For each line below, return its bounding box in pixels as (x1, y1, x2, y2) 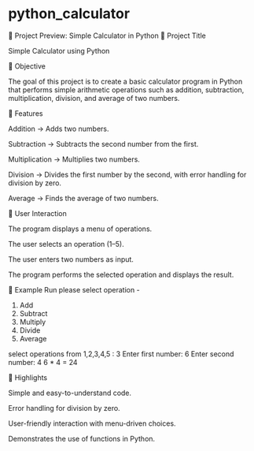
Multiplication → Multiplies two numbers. (8, 155, 140, 164)
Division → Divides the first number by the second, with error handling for (8, 170, 247, 179)
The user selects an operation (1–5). (8, 239, 124, 248)
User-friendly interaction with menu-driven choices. (8, 419, 176, 428)
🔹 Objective (8, 61, 46, 71)
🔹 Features (8, 108, 43, 118)
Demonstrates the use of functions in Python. (8, 434, 156, 443)
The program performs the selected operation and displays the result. (8, 270, 234, 279)
